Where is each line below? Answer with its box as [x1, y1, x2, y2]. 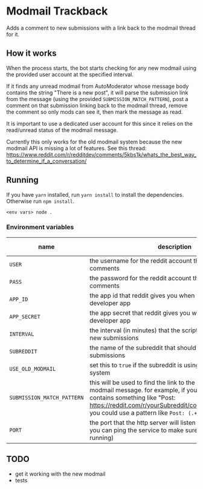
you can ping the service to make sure [89, 425, 198, 434]
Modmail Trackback [6, 4, 108, 18]
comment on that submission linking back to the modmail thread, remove [6, 102, 188, 109]
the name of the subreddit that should [89, 343, 196, 352]
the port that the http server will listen [89, 418, 196, 427]
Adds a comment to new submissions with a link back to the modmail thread [6, 24, 196, 31]
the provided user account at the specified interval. [6, 71, 134, 78]
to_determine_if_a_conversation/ [6, 157, 87, 165]
